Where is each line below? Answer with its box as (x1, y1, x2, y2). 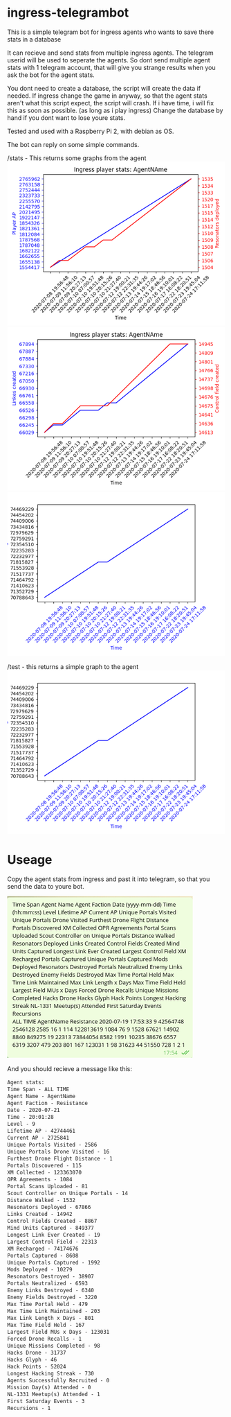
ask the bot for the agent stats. (7, 71, 95, 79)
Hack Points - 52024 (7, 1363, 67, 1370)
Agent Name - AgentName (7, 1093, 76, 1099)
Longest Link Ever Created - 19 (7, 1231, 100, 1238)
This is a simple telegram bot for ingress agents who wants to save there (7, 28, 214, 36)
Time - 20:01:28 (7, 1113, 54, 1120)
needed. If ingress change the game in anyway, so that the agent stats (7, 92, 207, 100)
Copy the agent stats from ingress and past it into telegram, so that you (7, 875, 210, 883)
